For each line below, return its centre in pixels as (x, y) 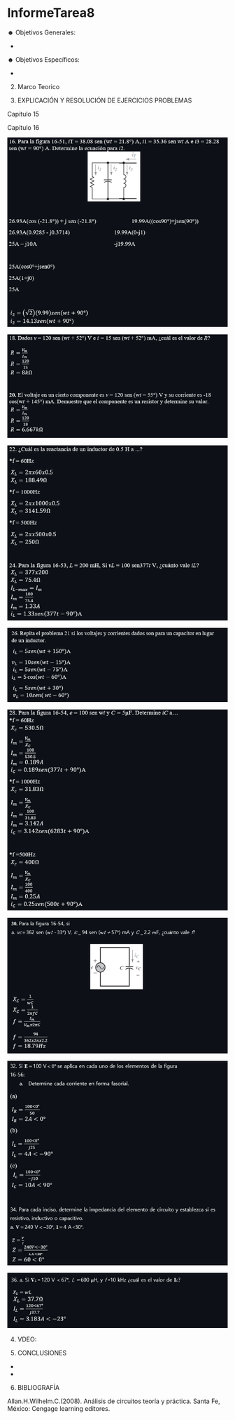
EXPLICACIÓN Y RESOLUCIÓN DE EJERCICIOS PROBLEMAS (105, 100)
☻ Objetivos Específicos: (44, 59)
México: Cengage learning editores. (59, 1409)
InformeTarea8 (51, 13)
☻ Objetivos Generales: (41, 32)
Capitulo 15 (23, 114)
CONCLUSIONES (42, 1353)
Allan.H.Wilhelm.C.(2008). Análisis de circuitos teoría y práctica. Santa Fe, (114, 1401)
